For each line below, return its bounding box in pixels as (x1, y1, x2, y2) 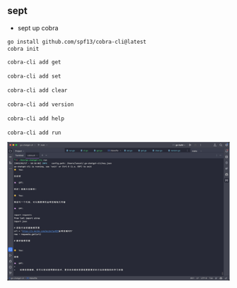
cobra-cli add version (7, 101, 74, 108)
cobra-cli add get (7, 59, 61, 66)
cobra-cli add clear (7, 87, 68, 94)
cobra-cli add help (7, 115, 65, 122)
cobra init (7, 45, 39, 52)
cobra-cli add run (7, 129, 61, 136)
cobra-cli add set (7, 73, 61, 80)
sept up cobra (17, 23, 59, 32)
